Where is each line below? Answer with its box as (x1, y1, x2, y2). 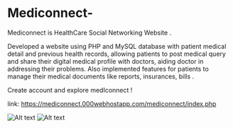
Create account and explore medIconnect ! (7, 86, 133, 94)
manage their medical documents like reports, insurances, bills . (7, 72, 195, 81)
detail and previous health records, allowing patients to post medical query (7, 50, 226, 58)
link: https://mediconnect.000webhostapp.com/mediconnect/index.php (7, 99, 217, 107)
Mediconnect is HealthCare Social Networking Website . (7, 28, 172, 37)
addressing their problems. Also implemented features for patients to (7, 64, 210, 73)
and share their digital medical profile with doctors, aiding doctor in (7, 57, 204, 65)
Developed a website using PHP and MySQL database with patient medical (7, 42, 227, 50)
